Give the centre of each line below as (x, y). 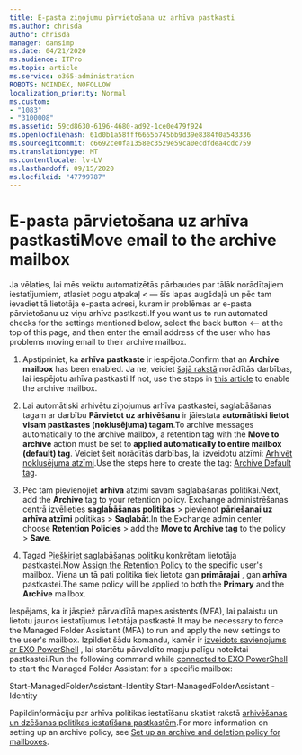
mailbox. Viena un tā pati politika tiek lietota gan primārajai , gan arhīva (155, 575)
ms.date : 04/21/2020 (48, 51)
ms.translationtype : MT (54, 151)
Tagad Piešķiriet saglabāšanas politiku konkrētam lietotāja (129, 556)
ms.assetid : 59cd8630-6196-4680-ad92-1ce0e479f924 (106, 127)
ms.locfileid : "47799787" (58, 177)
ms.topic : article (44, 68)
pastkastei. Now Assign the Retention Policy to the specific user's (142, 565)
